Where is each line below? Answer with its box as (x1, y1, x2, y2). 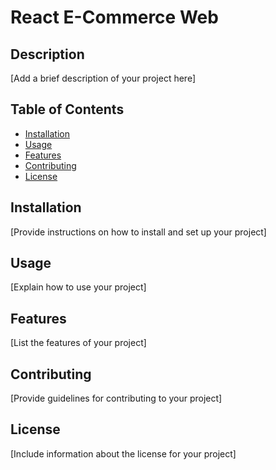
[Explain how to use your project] (10, 281, 147, 293)
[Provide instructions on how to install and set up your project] (10, 226, 267, 238)
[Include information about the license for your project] (10, 447, 237, 460)
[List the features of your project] (10, 337, 147, 349)
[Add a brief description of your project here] (10, 72, 197, 84)
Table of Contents (10, 101, 125, 118)
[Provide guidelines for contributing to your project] (10, 392, 223, 405)
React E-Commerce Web (10, 6, 219, 29)
